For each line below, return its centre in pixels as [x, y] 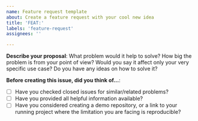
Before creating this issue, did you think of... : [64, 80]
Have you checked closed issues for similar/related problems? [92, 92]
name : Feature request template [46, 12]
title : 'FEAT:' [25, 23]
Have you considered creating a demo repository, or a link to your [96, 106]
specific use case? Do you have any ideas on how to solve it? [82, 69]
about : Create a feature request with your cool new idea [80, 17]
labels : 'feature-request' [40, 28]
